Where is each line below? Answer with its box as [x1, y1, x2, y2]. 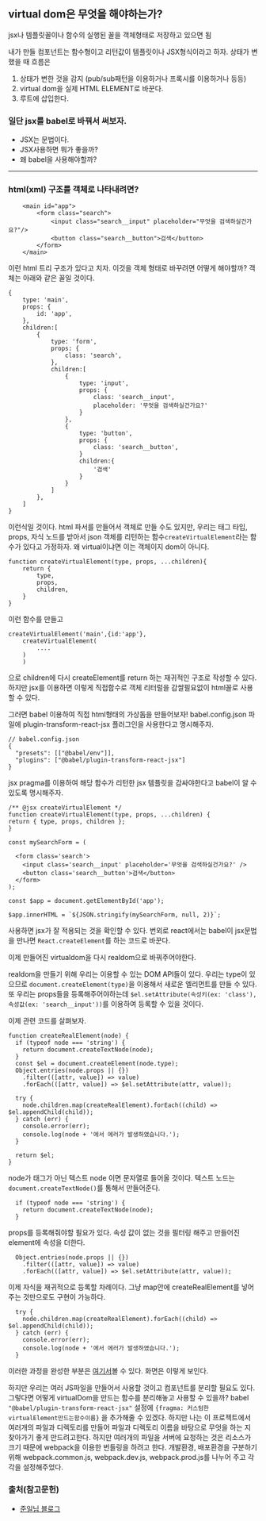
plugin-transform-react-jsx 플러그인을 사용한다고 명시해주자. [22, 720, 214, 729]
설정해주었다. [22, 1462, 64, 1472]
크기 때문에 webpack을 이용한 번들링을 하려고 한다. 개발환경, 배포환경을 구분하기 [8, 1442, 257, 1452]
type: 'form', [50, 338, 97, 346]
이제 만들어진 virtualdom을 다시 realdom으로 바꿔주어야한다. [8, 953, 196, 962]
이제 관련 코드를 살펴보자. [8, 1016, 87, 1026]
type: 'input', [78, 379, 129, 387]
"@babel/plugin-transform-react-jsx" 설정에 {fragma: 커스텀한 [8, 1403, 210, 1412]
